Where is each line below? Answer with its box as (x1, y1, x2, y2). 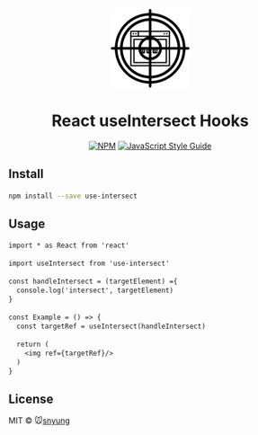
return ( (16, 340, 49, 350)
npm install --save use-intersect (8, 191, 138, 200)
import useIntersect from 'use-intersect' (8, 259, 170, 269)
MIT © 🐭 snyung (8, 415, 71, 426)
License (8, 391, 54, 406)
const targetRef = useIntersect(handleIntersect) (16, 322, 206, 332)
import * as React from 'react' (8, 241, 129, 251)
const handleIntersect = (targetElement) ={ (8, 277, 178, 287)
